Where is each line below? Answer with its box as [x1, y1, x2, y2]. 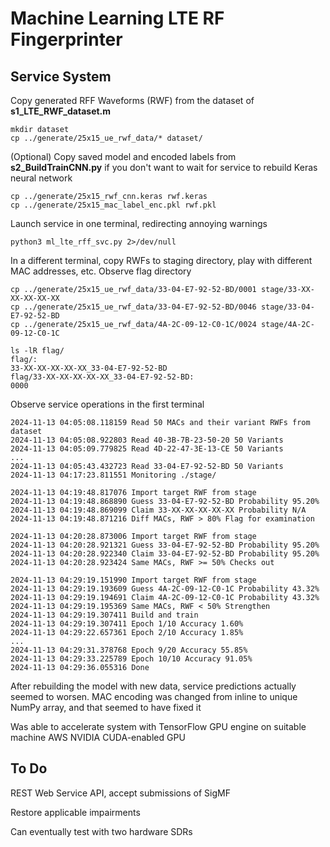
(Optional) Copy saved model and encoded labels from [10, 151, 237, 162]
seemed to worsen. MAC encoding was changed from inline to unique [10, 691, 298, 702]
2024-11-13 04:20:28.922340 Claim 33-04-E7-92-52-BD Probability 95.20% [10, 549, 320, 559]
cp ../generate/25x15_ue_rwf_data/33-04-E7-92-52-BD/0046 [10, 302, 257, 312]
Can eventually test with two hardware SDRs [10, 825, 193, 837]
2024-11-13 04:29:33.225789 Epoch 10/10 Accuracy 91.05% [10, 654, 253, 664]
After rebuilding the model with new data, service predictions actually [10, 680, 297, 692]
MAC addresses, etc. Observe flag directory [10, 265, 192, 277]
